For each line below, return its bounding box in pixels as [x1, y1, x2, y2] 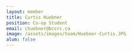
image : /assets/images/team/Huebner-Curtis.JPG [6, 31, 127, 37]
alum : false [6, 36, 36, 42]
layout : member [6, 8, 44, 15]
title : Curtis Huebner [6, 14, 62, 20]
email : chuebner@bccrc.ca [6, 25, 70, 32]
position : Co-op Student [6, 20, 68, 26]
